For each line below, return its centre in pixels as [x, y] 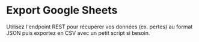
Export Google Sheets [62, 10]
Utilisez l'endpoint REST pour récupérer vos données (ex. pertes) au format [99, 27]
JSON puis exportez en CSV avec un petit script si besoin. [78, 33]
